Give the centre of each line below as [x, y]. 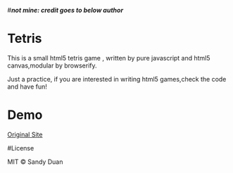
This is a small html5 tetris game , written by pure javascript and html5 [109, 58]
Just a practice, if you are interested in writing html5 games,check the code [117, 79]
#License [21, 148]
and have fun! [27, 86]
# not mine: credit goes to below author [65, 10]
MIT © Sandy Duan [35, 162]
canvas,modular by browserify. [52, 65]
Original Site [25, 134]
